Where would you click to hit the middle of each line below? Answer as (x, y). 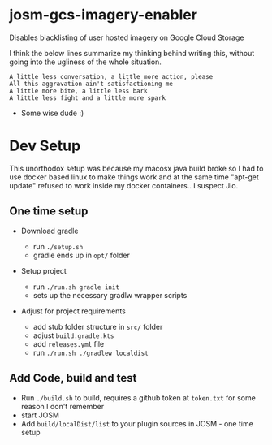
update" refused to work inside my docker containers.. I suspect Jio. (124, 185)
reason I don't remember (63, 406)
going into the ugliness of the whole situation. (85, 62)
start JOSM (40, 415)
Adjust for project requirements (73, 311)
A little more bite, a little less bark (79, 91)
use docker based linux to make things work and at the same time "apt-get (134, 177)
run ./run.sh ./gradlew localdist (91, 352)
